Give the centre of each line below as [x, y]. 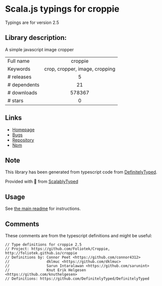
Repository [23, 140]
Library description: [36, 38]
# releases [20, 76]
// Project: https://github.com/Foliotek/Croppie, [58, 249]
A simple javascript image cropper [40, 49]
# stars [15, 100]
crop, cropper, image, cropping [80, 69]
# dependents [24, 85]
